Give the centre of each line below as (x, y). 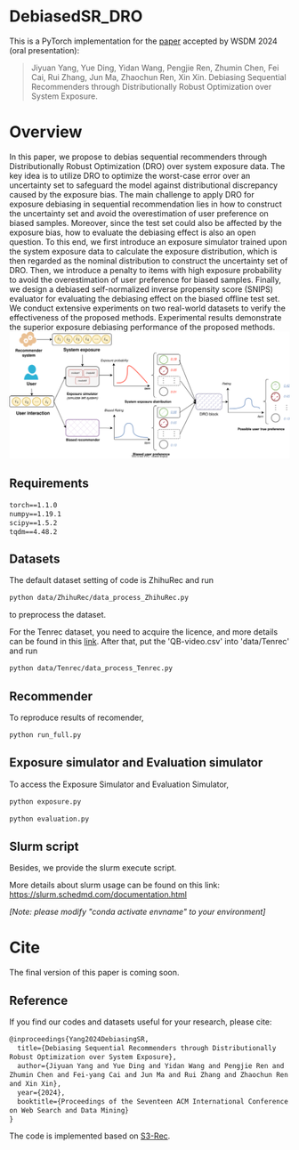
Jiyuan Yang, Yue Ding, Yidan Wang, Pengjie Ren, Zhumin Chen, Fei (155, 68)
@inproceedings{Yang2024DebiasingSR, (79, 1039)
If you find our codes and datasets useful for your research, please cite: (141, 1022)
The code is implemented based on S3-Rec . (90, 1136)
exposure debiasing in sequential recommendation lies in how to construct (145, 204)
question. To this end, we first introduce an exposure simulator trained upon (148, 241)
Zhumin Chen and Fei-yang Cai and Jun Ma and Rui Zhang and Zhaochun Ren (149, 1074)
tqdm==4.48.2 (33, 531)
